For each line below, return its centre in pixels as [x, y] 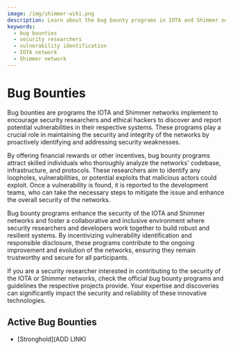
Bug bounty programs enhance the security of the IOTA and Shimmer [106, 213]
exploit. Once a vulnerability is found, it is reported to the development [108, 185]
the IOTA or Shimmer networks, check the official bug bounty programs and [115, 278]
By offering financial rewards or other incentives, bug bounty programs [109, 155]
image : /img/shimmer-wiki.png [51, 14]
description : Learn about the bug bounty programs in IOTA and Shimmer [113, 20]
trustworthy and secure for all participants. [68, 257]
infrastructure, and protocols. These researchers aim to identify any [104, 170]
